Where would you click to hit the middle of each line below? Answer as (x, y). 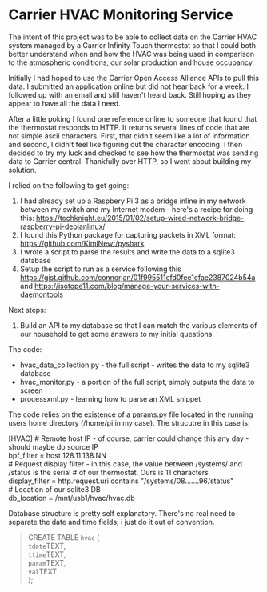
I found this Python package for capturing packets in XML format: (128, 234)
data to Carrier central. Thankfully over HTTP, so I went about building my (130, 161)
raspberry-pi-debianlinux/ (62, 226)
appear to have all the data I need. (65, 103)
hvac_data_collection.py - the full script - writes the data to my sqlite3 (135, 365)
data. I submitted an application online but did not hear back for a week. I (129, 86)
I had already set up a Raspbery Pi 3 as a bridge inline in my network (133, 201)
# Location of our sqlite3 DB (55, 489)
